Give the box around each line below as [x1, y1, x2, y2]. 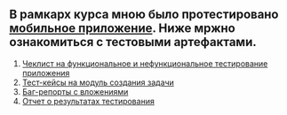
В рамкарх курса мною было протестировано [9, 7, 279, 22]
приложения [21, 67, 70, 78]
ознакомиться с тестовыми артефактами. [9, 34, 257, 50]
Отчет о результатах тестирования [21, 96, 155, 106]
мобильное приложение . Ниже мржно [9, 21, 235, 36]
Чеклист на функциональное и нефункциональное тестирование [21, 57, 268, 69]
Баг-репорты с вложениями [21, 86, 129, 96]
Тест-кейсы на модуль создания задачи [21, 77, 175, 88]
